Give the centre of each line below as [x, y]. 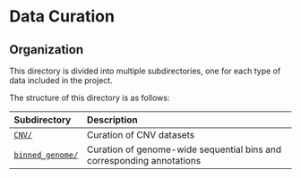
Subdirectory [43, 120]
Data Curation [62, 17]
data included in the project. [61, 81]
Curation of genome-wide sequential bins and [184, 149]
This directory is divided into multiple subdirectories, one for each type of [145, 71]
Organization [46, 50]
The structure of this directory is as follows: [90, 97]
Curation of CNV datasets [141, 135]
